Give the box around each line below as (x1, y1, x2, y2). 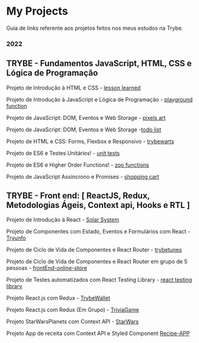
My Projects (6, 4, 69, 18)
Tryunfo (6, 234, 26, 241)
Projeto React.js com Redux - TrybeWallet (6, 294, 110, 302)
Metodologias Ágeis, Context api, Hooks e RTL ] (6, 200, 190, 210)
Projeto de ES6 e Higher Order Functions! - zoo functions (6, 161, 149, 168)
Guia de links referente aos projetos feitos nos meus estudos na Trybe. (6, 24, 183, 32)
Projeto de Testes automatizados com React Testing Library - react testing (6, 276, 192, 283)
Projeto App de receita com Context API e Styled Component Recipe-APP (6, 330, 190, 337)
